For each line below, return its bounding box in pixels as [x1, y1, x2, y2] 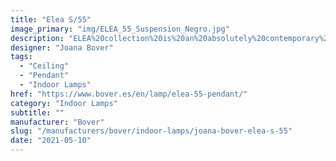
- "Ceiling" [19, 61, 70, 71]
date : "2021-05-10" [10, 136, 92, 146]
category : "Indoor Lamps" [10, 98, 118, 108]
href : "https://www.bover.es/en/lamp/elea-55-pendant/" [10, 89, 248, 99]
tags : [10, 52, 33, 62]
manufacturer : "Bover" [10, 117, 105, 127]
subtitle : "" [10, 107, 65, 118]
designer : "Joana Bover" [10, 42, 114, 53]
